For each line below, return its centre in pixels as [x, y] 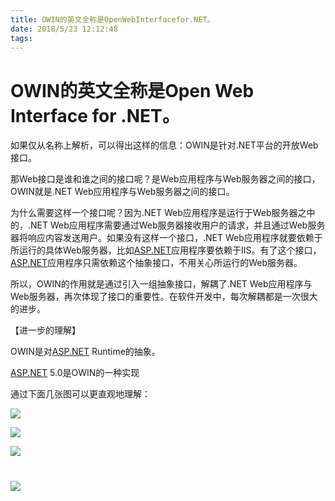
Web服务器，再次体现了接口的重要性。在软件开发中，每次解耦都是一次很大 [164, 297]
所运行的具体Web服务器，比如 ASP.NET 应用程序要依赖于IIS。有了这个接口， [166, 250]
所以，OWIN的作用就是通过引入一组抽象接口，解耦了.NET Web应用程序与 [161, 284]
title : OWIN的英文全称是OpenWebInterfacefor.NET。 [112, 19]
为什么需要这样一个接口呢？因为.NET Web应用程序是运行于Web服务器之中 [163, 213]
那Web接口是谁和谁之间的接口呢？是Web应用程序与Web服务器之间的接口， [165, 179]
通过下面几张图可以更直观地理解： [80, 394]
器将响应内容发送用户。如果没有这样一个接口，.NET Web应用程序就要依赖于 [166, 238]
